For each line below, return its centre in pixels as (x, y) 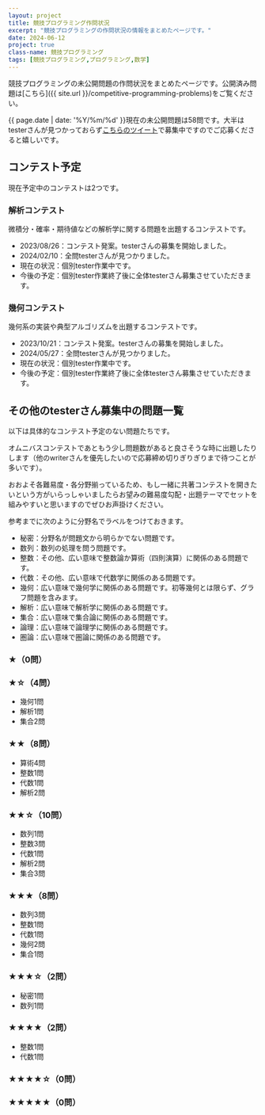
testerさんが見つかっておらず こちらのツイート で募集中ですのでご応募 (121, 130)
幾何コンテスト (37, 307)
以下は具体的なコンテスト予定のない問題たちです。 (91, 431)
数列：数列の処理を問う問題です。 (75, 548)
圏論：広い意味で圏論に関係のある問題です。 (92, 637)
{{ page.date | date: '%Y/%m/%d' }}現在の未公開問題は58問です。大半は (127, 120)
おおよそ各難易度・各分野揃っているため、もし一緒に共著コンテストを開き (129, 485)
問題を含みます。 (54, 598)
